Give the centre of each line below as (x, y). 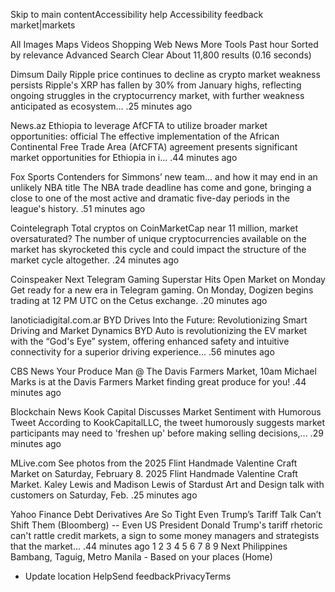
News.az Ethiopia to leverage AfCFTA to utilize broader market (139, 125)
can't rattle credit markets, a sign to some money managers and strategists (165, 535)
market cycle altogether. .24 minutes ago (95, 260)
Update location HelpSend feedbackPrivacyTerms (128, 576)
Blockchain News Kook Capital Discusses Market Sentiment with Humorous (166, 412)
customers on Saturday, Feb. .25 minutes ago (104, 495)
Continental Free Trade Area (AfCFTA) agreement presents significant (154, 147)
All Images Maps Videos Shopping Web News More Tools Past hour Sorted (164, 44)
